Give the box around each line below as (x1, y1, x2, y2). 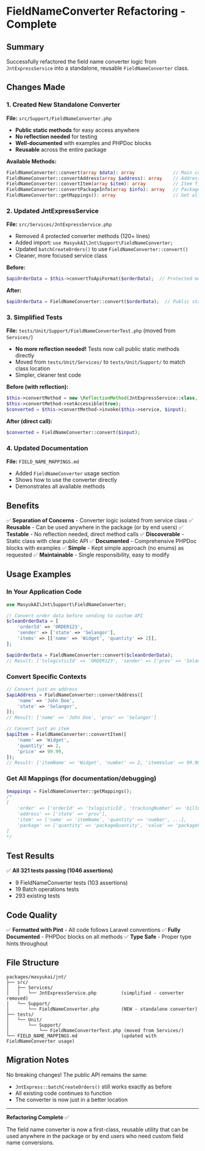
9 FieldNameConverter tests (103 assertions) (15, 879, 128, 887)
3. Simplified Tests (6, 313, 63, 322)
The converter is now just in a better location (15, 1096, 128, 1103)
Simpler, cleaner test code (15, 372, 81, 379)
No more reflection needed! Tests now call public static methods (15, 345, 180, 353)
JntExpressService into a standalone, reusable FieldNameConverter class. (6, 64, 189, 72)
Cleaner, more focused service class (15, 252, 108, 260)
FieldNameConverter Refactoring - (6, 4, 186, 18)
